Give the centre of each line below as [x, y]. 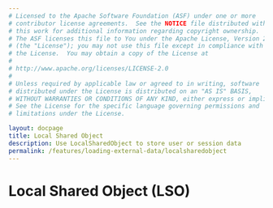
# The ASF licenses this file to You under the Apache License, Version [134, 38]
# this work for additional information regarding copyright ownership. [134, 31]
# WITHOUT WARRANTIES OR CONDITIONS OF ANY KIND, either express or [127, 99]
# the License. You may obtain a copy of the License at [108, 53]
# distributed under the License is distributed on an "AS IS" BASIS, [130, 91]
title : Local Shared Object [56, 136]
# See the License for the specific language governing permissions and [134, 106]
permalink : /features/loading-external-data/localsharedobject [118, 151]
